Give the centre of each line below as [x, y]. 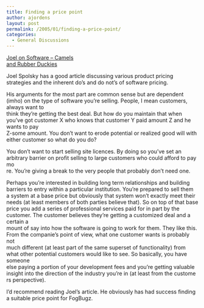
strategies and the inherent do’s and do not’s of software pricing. [87, 82]
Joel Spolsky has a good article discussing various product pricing [90, 76]
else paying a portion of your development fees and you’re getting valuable [100, 267]
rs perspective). [26, 280]
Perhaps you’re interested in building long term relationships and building [98, 183]
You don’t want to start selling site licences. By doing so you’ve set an [94, 151]
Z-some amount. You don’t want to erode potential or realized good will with [101, 133]
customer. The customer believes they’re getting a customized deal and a [98, 215]
